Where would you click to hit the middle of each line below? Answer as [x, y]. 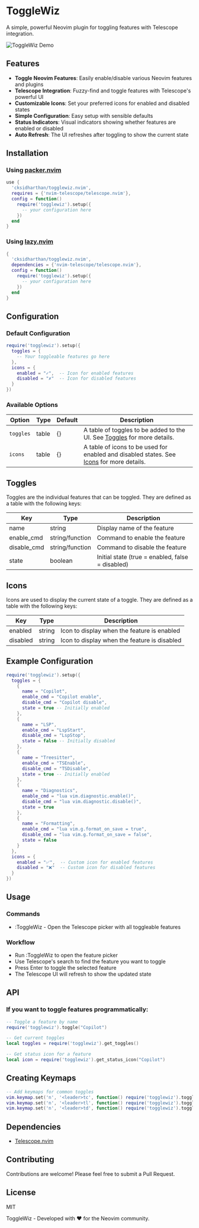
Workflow [21, 942]
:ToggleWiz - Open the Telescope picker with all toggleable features [98, 927]
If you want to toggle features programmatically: [77, 1009]
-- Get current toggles [36, 1038]
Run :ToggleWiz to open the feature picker [66, 956]
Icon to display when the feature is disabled [121, 640]
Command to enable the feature [141, 538]
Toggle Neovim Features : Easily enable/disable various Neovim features [103, 78]
